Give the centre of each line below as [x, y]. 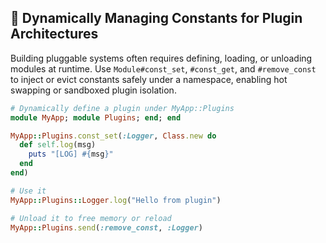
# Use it [28, 191]
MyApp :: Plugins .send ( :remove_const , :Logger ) [106, 227]
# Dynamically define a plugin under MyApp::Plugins [122, 108]
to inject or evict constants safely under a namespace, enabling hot [149, 79]
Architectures [54, 34]
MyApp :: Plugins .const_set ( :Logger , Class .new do [113, 136]
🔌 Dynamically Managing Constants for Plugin [156, 18]
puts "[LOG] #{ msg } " [71, 154]
